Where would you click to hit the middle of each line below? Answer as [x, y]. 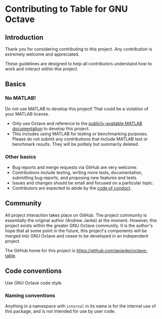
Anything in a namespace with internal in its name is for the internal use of [81, 306]
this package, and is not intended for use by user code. [60, 311]
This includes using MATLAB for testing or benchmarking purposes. [80, 134]
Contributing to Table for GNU [66, 9]
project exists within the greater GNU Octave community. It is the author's [79, 225]
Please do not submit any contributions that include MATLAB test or [80, 139]
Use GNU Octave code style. [34, 283]
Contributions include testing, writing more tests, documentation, [77, 172]
